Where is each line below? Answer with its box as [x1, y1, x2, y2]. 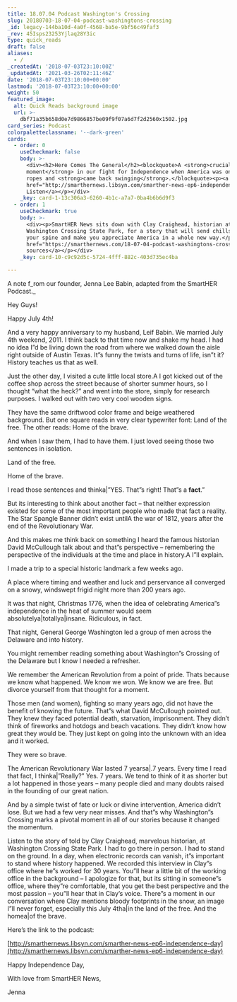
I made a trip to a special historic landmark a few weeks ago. [7, 564, 183, 572]
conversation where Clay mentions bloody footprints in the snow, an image [7, 897, 224, 905]
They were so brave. [7, 751, 67, 759]
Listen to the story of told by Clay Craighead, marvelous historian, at [7, 836, 206, 845]
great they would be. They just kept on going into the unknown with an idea [7, 730, 226, 737]
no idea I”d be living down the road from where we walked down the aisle [7, 343, 221, 351]
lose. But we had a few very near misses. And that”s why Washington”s [7, 808, 214, 816]
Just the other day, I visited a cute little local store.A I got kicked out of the [7, 372, 224, 380]
